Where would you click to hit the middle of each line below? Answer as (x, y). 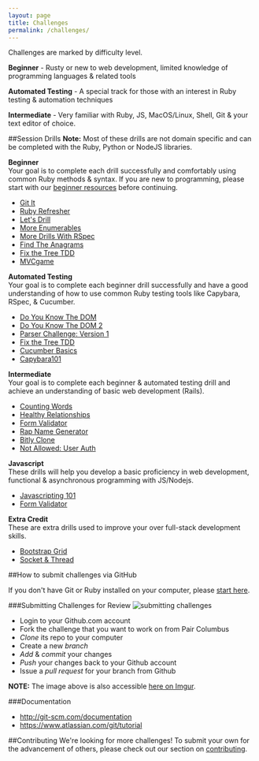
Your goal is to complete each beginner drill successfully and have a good (128, 285)
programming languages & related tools (72, 76)
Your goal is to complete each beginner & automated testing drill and (119, 382)
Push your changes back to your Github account (98, 662)
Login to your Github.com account (75, 621)
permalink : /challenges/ (49, 30)
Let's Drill (35, 220)
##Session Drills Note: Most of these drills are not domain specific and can (130, 139)
